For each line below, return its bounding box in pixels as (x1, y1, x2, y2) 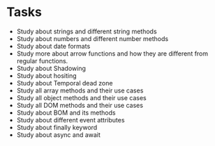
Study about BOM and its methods (16, 108, 116, 117)
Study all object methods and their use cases (16, 93, 147, 102)
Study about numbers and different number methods (16, 34, 169, 42)
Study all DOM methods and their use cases (16, 101, 144, 109)
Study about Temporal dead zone (16, 79, 113, 87)
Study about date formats (16, 42, 91, 50)
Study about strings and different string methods (16, 27, 158, 35)
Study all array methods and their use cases (16, 86, 144, 95)
